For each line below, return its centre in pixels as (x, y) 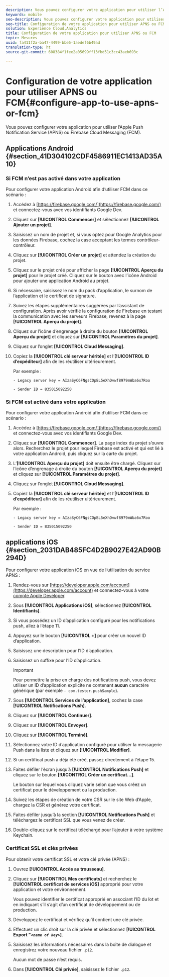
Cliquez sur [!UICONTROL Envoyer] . (51, 725)
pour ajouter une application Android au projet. (61, 281)
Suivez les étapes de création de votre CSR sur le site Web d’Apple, (82, 800)
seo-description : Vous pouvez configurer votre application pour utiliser (86, 19)
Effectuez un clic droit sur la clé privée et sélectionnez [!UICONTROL (84, 929)
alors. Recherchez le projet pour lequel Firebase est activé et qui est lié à (88, 449)
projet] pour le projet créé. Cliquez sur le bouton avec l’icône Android (85, 276)
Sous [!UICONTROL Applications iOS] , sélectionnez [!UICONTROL (82, 605)
